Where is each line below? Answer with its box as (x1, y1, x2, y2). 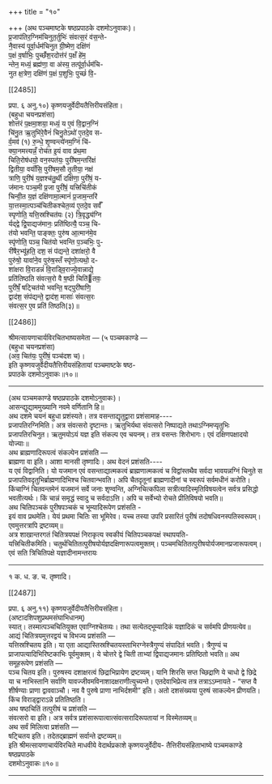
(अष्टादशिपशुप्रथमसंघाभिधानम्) (8, 613, 86, 622)
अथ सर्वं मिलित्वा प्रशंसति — (8, 722, 79, 731)
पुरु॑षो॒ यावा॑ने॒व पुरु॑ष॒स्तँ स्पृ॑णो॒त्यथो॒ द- (8, 255, 99, 265)
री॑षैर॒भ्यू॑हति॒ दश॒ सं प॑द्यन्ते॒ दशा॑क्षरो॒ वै (8, 246, 96, 256)
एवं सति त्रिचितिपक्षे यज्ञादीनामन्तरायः (8, 548, 98, 557)
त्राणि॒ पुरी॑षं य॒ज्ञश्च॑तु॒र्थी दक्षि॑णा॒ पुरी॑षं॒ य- (8, 173, 103, 183)
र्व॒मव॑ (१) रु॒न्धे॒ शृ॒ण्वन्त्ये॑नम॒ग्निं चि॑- (8, 137, 91, 147)
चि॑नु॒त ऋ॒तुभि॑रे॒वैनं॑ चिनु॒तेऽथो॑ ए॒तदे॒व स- (8, 128, 103, 137)
